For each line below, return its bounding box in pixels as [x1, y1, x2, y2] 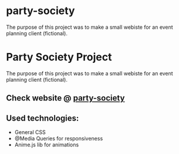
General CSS [14, 129, 46, 136]
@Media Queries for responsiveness [14, 135, 103, 142]
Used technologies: [6, 113, 79, 123]
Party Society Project [6, 51, 112, 64]
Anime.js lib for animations [14, 141, 79, 148]
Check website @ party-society [6, 93, 125, 103]
